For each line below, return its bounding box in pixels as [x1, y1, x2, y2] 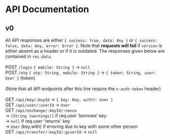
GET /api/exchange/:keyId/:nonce [5, 108, 77, 113]
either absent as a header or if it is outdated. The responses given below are [5, 48, 165, 54]
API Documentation [5, 4, 89, 15]
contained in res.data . [5, 53, 52, 59]
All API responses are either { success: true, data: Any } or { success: [5, 37, 158, 43]
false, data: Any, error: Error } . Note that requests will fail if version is [5, 43, 162, 49]
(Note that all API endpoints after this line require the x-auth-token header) [5, 86, 161, 92]
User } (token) [5, 75, 36, 81]
